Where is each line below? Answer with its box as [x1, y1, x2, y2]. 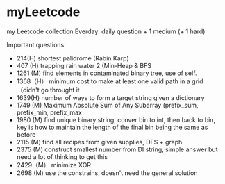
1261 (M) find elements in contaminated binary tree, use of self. [16, 69, 197, 77]
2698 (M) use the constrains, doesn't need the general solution [16, 168, 198, 177]
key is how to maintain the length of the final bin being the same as [16, 123, 208, 131]
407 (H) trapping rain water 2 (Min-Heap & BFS [16, 61, 152, 69]
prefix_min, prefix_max [16, 108, 83, 117]
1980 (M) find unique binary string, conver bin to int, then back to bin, [16, 115, 216, 124]
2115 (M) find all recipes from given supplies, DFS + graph [16, 137, 183, 146]
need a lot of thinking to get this [16, 152, 108, 160]
